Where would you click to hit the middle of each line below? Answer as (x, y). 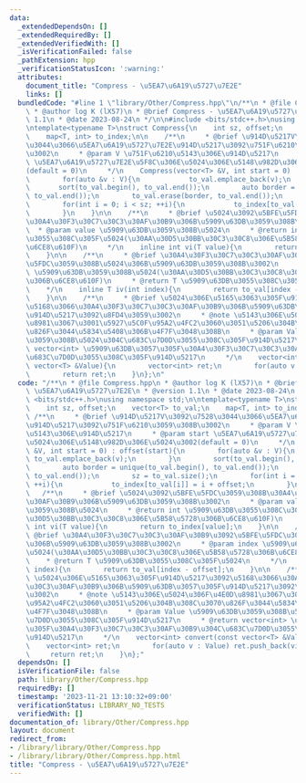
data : (20, 18)
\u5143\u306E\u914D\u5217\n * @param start (117, 433)
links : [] (45, 94)
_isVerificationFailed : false (75, 52)
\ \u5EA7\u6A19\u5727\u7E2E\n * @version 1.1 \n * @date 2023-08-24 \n (161, 391)
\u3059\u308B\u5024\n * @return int (103, 510)
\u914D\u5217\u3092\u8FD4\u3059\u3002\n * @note (128, 315)
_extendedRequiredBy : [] (65, 35)
